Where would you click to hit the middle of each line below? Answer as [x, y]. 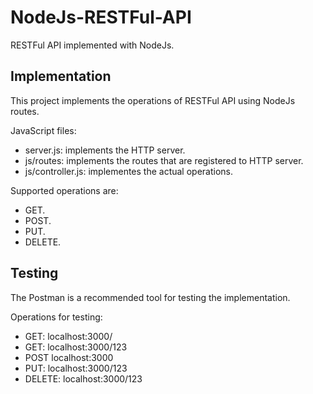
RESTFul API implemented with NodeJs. [92, 45]
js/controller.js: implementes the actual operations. [129, 171]
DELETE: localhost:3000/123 [83, 378]
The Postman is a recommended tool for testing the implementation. [150, 297]
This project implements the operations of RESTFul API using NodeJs [153, 100]
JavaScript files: [43, 130]
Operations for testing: [56, 317]
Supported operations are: [64, 190]
